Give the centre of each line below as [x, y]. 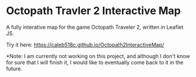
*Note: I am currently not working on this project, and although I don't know [98, 56]
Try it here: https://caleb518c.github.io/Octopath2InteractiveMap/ [85, 45]
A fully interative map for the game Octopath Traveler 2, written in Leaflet [95, 27]
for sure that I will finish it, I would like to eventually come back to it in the [95, 62]
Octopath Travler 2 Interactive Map [94, 11]
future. [14, 68]
